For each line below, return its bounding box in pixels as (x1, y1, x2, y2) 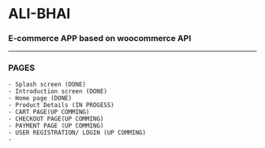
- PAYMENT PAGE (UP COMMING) (8, 121, 104, 130)
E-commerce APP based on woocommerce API (8, 33, 192, 44)
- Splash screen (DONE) (8, 80, 87, 88)
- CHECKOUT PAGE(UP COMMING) (8, 115, 104, 123)
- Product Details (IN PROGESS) (8, 101, 114, 109)
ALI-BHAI (8, 5, 71, 23)
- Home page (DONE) (8, 94, 73, 102)
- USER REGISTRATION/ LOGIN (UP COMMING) (8, 128, 147, 136)
